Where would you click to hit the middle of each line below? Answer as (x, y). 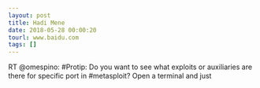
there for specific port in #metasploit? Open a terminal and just (110, 76)
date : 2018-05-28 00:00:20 (52, 30)
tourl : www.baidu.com (44, 37)
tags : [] (22, 45)
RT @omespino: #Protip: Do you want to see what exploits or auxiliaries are (130, 67)
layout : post (30, 15)
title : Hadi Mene (37, 23)
